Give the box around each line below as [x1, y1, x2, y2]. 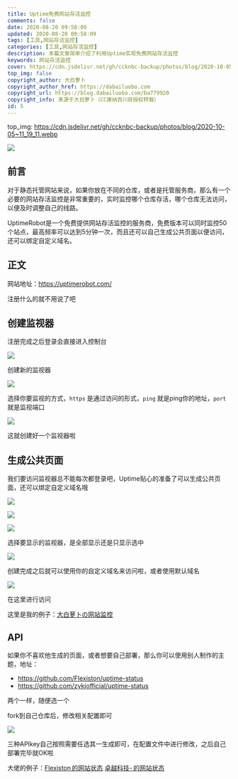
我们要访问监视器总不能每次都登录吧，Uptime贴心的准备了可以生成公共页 [7, 474, 221, 483]
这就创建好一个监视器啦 [7, 431, 76, 440]
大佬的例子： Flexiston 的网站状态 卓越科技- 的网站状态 [7, 763, 165, 772]
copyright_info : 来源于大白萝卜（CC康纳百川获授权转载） [7, 97, 159, 104]
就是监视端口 [7, 403, 45, 412]
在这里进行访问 [7, 595, 51, 604]
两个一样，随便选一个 [7, 696, 69, 704]
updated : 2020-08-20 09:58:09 [7, 30, 97, 38]
